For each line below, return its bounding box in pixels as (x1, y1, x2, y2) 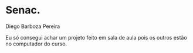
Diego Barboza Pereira (5, 23, 60, 30)
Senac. (5, 3, 40, 17)
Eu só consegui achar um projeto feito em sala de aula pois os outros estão (5, 34, 187, 41)
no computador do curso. (5, 40, 67, 47)
